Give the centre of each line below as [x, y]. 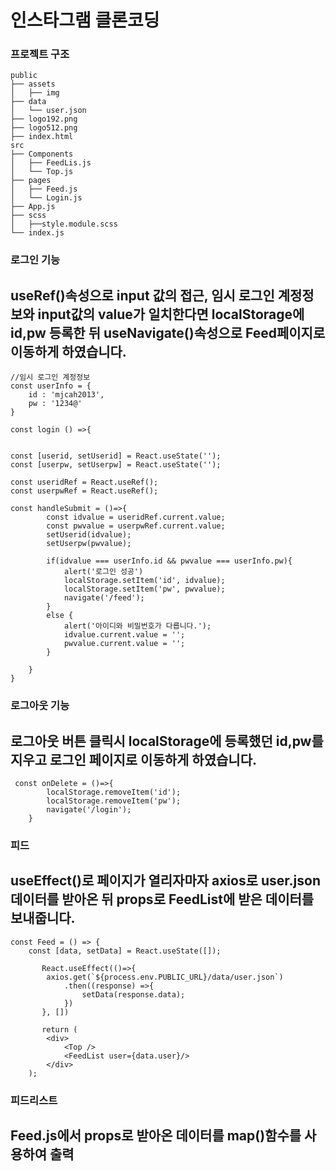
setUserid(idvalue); [89, 535]
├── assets [33, 84]
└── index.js [37, 233]
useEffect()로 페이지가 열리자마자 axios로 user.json [165, 881]
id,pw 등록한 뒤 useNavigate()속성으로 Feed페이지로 [168, 332]
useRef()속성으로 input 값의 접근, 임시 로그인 [142, 295]
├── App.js [33, 207]
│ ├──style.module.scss [64, 224]
